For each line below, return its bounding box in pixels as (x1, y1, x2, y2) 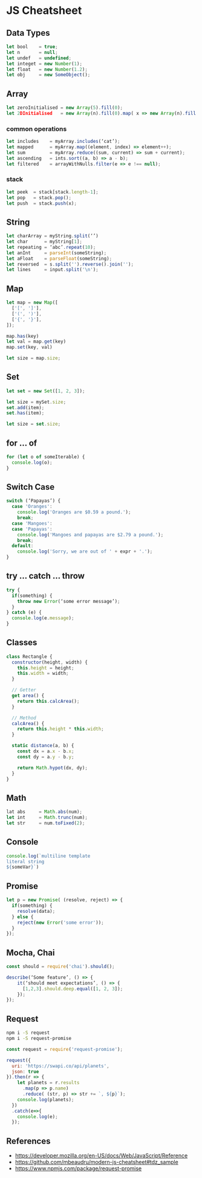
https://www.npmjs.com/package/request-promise (15, 1165, 142, 1172)
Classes (6, 637, 37, 648)
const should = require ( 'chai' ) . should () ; (6, 964, 115, 970)
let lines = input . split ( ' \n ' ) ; (6, 267, 99, 273)
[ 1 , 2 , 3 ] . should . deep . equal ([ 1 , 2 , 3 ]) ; (22, 986, 123, 992)
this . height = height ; (17, 665, 74, 671)
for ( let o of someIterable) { (6, 454, 85, 460)
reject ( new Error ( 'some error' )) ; (17, 920, 104, 926)
